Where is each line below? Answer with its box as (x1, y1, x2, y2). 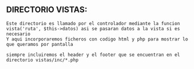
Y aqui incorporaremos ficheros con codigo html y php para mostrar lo (6, 36, 188, 42)
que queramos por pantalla (6, 41, 73, 47)
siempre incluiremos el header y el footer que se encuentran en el (6, 52, 180, 58)
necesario (6, 31, 31, 37)
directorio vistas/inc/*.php (6, 57, 79, 63)
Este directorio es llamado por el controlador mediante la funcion (6, 20, 180, 26)
